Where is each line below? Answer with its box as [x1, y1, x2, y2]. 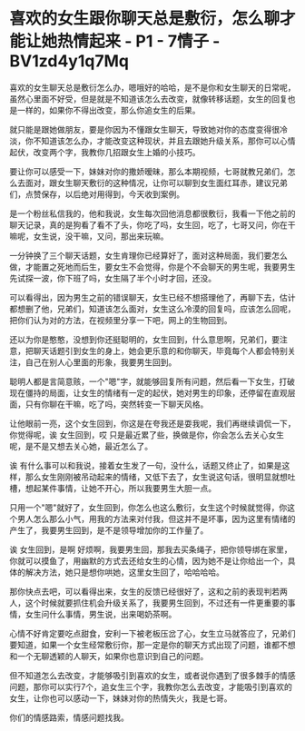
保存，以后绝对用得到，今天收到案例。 [40, 188, 184, 200]
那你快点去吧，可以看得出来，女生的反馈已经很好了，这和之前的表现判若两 [9, 586, 288, 597]
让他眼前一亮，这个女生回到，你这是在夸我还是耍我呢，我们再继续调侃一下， [9, 418, 296, 429]
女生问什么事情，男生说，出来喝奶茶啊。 [25, 608, 177, 619]
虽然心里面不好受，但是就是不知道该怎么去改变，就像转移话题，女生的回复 [9, 93, 288, 104]
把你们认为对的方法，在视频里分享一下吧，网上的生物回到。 [9, 314, 232, 325]
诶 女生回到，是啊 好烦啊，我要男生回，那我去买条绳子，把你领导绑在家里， [9, 544, 292, 555]
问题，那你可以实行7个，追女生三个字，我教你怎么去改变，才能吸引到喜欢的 [9, 681, 292, 692]
